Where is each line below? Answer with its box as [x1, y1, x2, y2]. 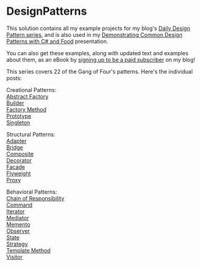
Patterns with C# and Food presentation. [6, 37, 109, 45]
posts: [6, 74, 23, 82]
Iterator [6, 207, 25, 215]
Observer [6, 227, 31, 234]
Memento [6, 221, 31, 228]
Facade [6, 163, 26, 170]
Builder [6, 99, 24, 107]
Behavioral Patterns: [6, 188, 57, 196]
